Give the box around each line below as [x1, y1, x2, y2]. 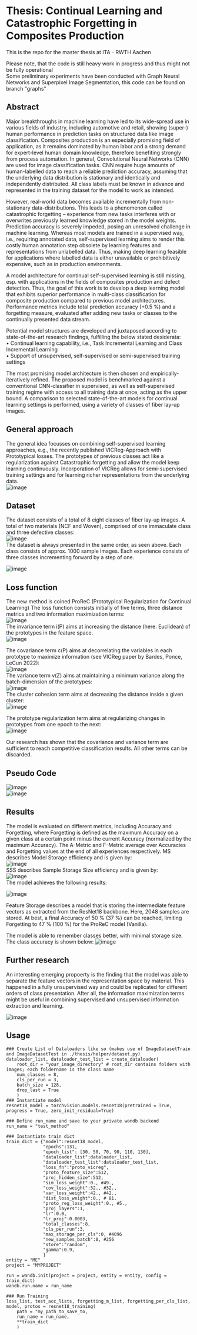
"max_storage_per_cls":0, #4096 [43, 1231, 122, 1237]
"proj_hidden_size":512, [43, 1175, 104, 1181]
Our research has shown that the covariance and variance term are [6, 739, 169, 746]
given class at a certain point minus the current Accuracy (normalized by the [6, 835, 192, 842]
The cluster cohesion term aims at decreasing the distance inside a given [6, 690, 183, 698]
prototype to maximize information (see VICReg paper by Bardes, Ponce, [6, 653, 182, 660]
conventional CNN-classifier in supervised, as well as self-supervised [6, 382, 175, 389]
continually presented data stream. [6, 316, 91, 323]
